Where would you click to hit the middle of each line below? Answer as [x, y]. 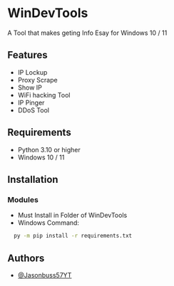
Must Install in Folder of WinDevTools [72, 216]
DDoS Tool [34, 110]
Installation [33, 179]
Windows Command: [48, 223]
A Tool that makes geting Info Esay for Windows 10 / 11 [87, 33]
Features [27, 55]
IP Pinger [31, 102]
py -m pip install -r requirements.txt [73, 236]
